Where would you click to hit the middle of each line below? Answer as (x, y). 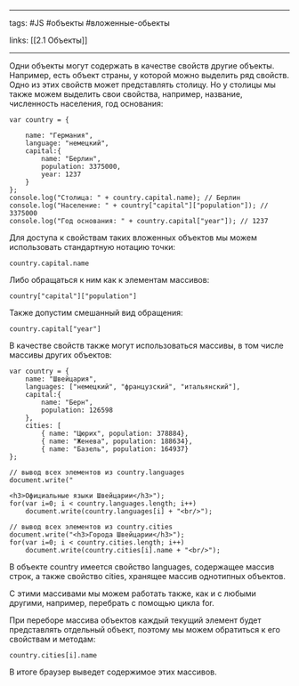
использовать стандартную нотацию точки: (93, 247)
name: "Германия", (59, 135)
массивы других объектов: (61, 355)
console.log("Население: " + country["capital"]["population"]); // (139, 206)
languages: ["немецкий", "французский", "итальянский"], (133, 387)
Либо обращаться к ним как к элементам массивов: (109, 280)
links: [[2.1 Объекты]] (48, 40)
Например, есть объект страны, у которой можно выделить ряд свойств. (149, 75)
